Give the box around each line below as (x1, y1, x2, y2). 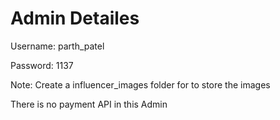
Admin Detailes (10, 7, 140, 30)
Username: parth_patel (10, 40, 105, 52)
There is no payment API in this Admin (10, 98, 168, 110)
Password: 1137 (10, 59, 74, 71)
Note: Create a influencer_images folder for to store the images (10, 78, 271, 91)
